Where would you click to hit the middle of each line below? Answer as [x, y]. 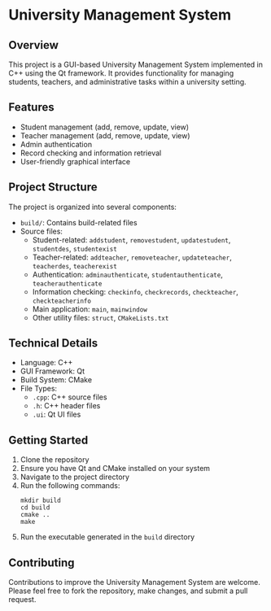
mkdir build [40, 501]
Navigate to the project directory [75, 477]
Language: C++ [46, 363]
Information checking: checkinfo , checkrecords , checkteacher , [135, 291]
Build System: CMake [56, 380]
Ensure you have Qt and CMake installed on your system [115, 469]
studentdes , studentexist [75, 248]
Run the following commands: [70, 486]
